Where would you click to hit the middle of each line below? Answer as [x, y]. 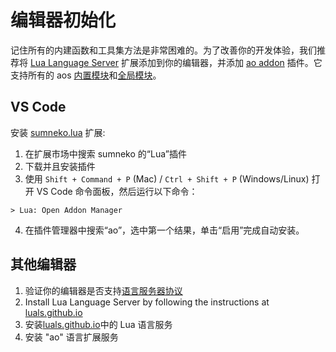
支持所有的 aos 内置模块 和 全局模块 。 [86, 75]
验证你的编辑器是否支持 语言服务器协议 [103, 290]
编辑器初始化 [63, 20]
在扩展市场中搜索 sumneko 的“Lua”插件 [105, 153]
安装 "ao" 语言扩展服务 [71, 337]
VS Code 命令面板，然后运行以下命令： [117, 191]
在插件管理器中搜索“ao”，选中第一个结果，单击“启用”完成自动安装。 [164, 230]
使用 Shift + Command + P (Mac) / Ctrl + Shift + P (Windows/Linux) [167, 178]
